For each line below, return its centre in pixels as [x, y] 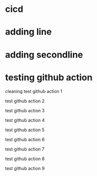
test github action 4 [25, 120]
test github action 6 [25, 139]
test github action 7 [25, 149]
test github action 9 [25, 168]
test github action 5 [25, 130]
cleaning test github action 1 [34, 91]
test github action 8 [25, 159]
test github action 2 [25, 101]
